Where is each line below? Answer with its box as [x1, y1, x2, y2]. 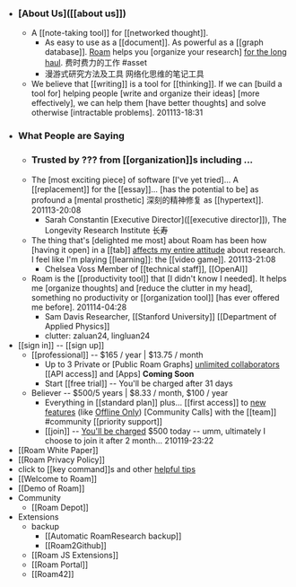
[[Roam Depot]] [30, 502, 90, 513]
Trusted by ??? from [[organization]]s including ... [30, 153, 254, 166]
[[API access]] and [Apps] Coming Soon [44, 368, 195, 379]
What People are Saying [17, 129, 126, 142]
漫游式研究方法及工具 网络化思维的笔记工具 [44, 68, 205, 79]
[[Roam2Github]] [44, 539, 108, 550]
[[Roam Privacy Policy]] [17, 454, 106, 465]
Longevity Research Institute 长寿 [44, 224, 169, 235]
